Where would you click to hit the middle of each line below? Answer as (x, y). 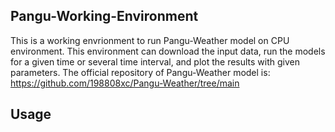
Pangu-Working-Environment (104, 16)
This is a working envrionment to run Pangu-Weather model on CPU (150, 40)
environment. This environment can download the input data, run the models (168, 51)
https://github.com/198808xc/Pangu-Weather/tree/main (125, 83)
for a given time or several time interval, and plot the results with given (155, 61)
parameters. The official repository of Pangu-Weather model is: (140, 72)
